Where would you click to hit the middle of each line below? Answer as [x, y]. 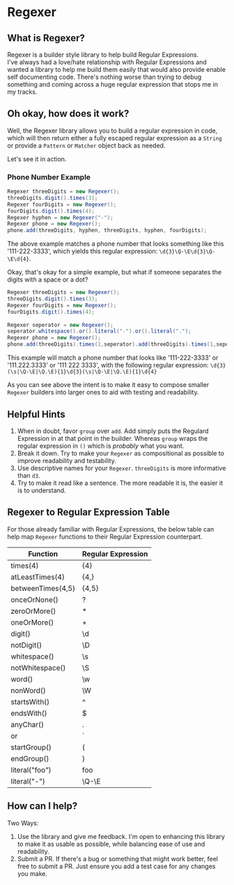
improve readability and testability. [67, 460]
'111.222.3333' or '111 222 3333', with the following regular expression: [108, 365]
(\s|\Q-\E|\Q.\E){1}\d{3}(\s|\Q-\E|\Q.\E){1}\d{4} [82, 372]
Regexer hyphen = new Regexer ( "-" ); [60, 217]
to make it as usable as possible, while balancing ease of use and [111, 844]
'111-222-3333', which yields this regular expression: [83, 251]
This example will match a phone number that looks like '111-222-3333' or [113, 358]
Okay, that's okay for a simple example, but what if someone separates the [114, 272]
